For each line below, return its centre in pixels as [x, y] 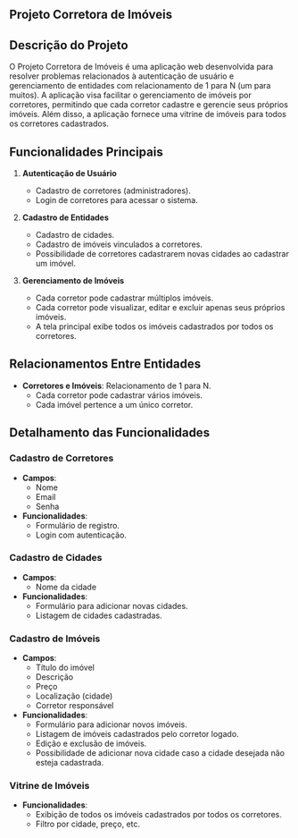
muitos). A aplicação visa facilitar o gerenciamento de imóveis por [130, 95]
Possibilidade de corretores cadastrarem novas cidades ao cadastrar [162, 254]
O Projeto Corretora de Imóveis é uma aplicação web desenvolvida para [141, 67]
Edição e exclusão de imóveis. [91, 744]
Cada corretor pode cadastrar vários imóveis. [119, 395]
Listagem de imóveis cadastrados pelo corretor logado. [137, 734]
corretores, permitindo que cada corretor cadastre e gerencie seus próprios [149, 105]
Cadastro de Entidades [66, 217]
